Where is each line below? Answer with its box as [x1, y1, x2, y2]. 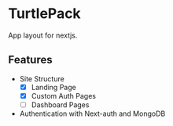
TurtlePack [8, 5, 81, 23]
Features [8, 53, 53, 67]
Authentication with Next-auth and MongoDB [19, 109, 166, 118]
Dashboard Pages [31, 99, 90, 110]
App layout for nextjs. [8, 31, 78, 40]
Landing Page [31, 82, 76, 92]
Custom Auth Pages [31, 91, 97, 100]
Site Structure [19, 74, 64, 83]
